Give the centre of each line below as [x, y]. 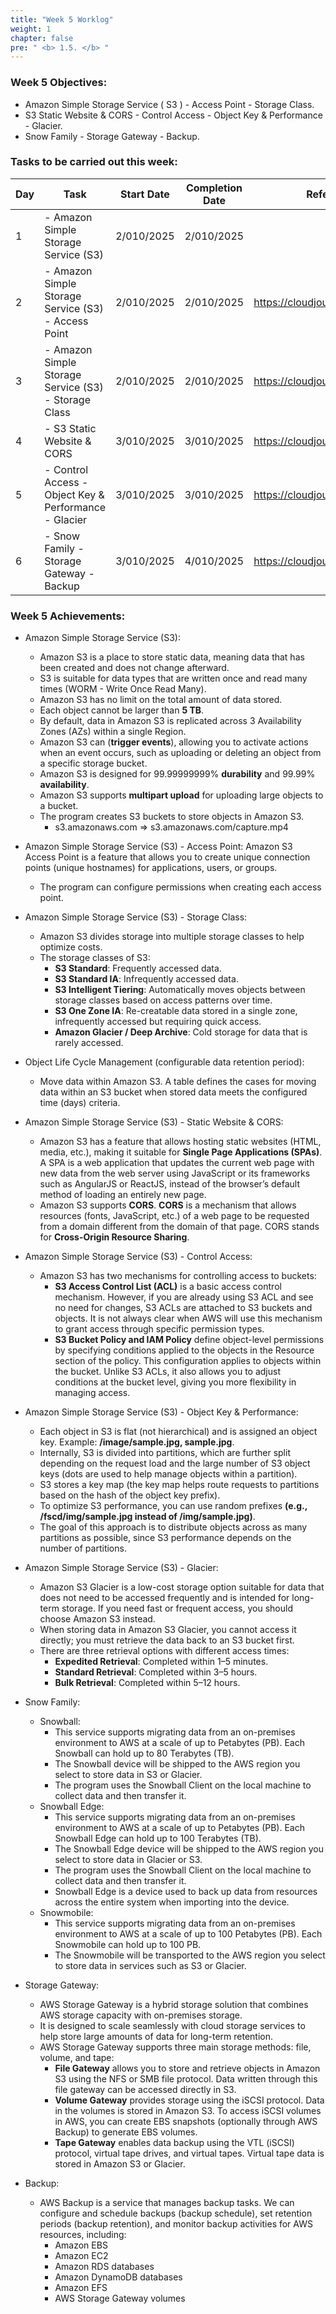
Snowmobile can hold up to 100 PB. [128, 1945]
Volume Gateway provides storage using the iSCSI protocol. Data [189, 2100]
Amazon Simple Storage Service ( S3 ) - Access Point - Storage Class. [169, 104]
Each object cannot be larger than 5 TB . [122, 710]
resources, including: [83, 2235]
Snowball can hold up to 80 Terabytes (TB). [144, 1753]
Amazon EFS [81, 2288]
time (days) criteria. [80, 1103]
